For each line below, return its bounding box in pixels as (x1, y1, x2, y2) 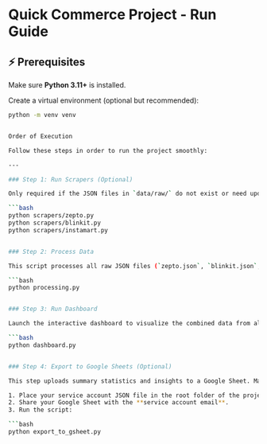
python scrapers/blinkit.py (8, 219, 102, 227)
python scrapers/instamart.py (8, 226, 109, 234)
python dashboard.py (8, 341, 77, 349)
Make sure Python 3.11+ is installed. (8, 80, 126, 89)
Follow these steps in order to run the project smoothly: (8, 146, 208, 154)
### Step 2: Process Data (8, 247, 94, 255)
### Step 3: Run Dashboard (8, 305, 98, 314)
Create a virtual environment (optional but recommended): (8, 95, 199, 105)
